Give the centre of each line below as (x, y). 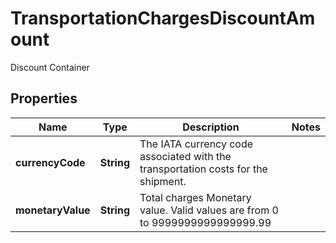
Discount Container (50, 67)
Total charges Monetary (195, 197)
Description (211, 127)
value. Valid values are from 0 (209, 210)
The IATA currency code (196, 144)
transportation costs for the (203, 169)
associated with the (185, 156)
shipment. (163, 181)
